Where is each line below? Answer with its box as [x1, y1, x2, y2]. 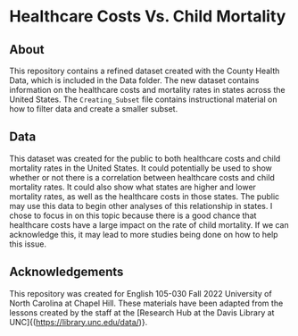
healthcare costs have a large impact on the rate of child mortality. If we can [9, 219, 290, 230]
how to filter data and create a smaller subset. [9, 104, 178, 113]
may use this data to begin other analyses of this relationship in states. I [9, 200, 273, 211]
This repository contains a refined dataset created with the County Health [9, 65, 280, 76]
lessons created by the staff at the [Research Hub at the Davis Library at [9, 307, 275, 318]
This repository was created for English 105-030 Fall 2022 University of [9, 288, 272, 298]
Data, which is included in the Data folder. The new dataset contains [9, 75, 260, 86]
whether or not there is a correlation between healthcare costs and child [9, 172, 275, 182]
